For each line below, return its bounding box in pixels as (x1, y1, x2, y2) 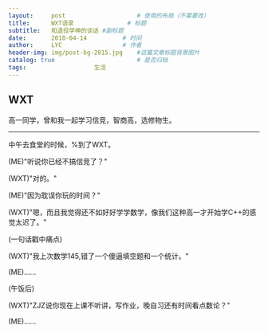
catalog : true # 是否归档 (8, 57, 168, 65)
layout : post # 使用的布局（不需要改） (8, 11, 210, 20)
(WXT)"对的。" (8, 173, 57, 183)
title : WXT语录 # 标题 (8, 19, 147, 27)
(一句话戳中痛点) (8, 234, 63, 244)
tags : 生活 (8, 64, 106, 72)
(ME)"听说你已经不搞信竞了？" (8, 156, 108, 166)
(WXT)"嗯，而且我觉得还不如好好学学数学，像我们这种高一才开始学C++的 (8, 207, 250, 217)
